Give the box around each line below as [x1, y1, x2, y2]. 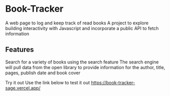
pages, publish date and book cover [5, 70, 81, 76]
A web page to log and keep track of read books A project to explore [5, 20, 149, 26]
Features [5, 45, 34, 54]
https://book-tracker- [91, 79, 135, 85]
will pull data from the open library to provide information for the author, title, [5, 64, 165, 70]
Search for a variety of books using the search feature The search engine [5, 59, 159, 65]
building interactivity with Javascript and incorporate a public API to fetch [5, 25, 159, 31]
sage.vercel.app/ [5, 85, 41, 91]
